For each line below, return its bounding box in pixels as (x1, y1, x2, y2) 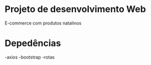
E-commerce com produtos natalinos (5, 20, 82, 26)
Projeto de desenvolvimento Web (5, 3, 146, 15)
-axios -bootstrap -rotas (5, 54, 55, 60)
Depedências (5, 37, 61, 49)
